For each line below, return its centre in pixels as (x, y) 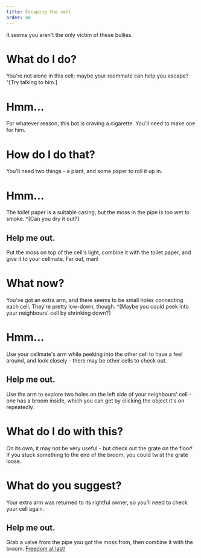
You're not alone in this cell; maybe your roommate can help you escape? (97, 76)
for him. (16, 130)
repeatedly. (20, 407)
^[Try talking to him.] (32, 82)
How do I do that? (51, 154)
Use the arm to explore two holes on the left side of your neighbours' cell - (99, 394)
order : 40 (19, 18)
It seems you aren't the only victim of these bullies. (69, 34)
